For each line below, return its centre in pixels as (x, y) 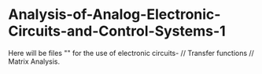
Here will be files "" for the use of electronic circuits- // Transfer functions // (131, 53)
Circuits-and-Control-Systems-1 (117, 31)
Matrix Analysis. (34, 61)
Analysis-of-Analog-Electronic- (114, 15)
